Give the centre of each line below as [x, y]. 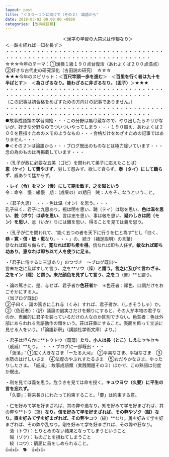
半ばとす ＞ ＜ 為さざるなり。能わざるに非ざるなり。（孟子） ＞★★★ [77, 83]
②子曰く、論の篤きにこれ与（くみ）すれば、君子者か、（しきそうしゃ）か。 [84, 304]
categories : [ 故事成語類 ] [30, 24]
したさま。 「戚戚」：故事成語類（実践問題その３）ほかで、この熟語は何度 [85, 365]
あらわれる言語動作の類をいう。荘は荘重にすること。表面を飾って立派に [89, 323]
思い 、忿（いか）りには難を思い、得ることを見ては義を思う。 [82, 222]
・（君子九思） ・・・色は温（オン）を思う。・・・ [57, 203]
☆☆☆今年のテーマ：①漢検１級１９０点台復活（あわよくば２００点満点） [82, 64]
